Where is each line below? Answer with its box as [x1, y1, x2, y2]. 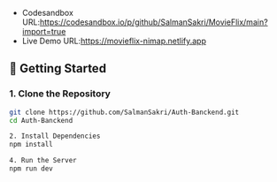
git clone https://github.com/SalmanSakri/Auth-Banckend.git [9, 108, 240, 117]
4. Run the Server [9, 156, 77, 165]
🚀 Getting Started [9, 61, 107, 76]
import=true [21, 27, 66, 36]
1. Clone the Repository [9, 87, 111, 100]
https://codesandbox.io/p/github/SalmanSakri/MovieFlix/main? [39, 17, 268, 27]
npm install [9, 140, 53, 149]
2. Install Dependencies [9, 132, 101, 140]
